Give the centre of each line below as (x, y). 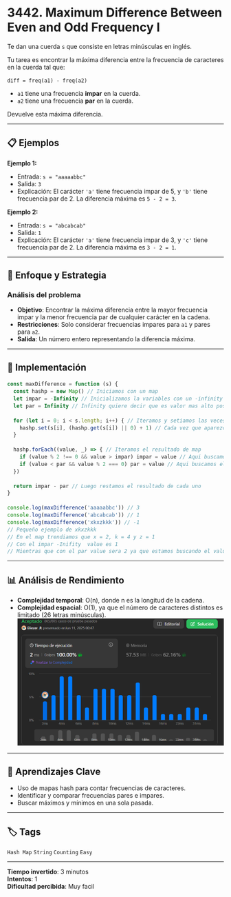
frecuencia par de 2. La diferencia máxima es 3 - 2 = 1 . (97, 247)
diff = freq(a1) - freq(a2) (47, 81)
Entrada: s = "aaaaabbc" (51, 177)
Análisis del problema (44, 295)
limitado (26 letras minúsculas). (62, 615)
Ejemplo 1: (22, 163)
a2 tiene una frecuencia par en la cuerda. (75, 101)
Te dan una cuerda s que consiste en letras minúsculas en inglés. (100, 46)
